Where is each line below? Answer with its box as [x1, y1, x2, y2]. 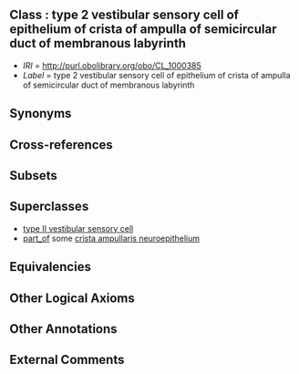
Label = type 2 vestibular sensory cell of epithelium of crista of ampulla [22, 69, 291, 80]
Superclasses [9, 199, 89, 214]
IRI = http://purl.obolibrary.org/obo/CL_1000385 [22, 59, 202, 71]
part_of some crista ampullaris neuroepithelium [22, 233, 201, 244]
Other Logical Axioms [9, 290, 135, 306]
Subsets [9, 168, 57, 183]
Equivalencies [9, 259, 91, 275]
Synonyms [9, 106, 72, 121]
